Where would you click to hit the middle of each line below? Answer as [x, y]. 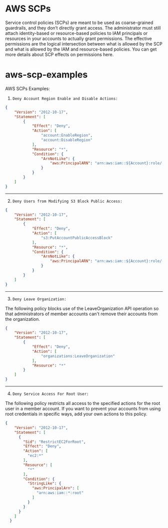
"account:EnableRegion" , [67, 136]
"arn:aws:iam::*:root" [60, 493]
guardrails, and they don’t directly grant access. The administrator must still [83, 28]
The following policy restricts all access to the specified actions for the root [83, 403]
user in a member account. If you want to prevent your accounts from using [83, 409]
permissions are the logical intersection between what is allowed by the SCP [84, 44]
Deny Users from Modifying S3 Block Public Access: [67, 201]
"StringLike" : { [44, 483]
